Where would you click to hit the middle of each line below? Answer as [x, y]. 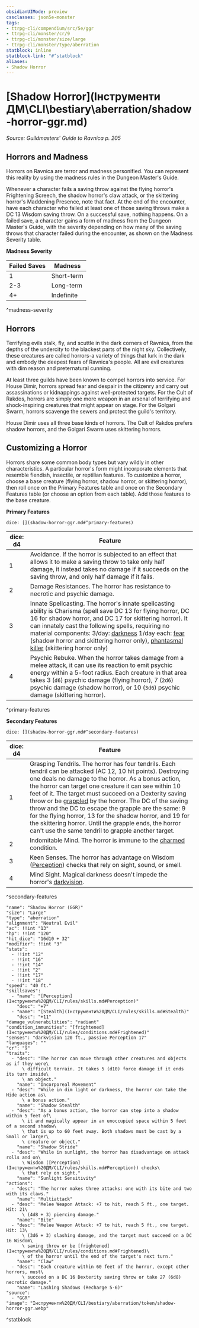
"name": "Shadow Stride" [47, 1147]
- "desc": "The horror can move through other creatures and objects [99, 1058]
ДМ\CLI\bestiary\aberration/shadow [99, 109]
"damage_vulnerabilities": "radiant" [53, 1022]
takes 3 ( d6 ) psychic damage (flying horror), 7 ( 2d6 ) [102, 680]
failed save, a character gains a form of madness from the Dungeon [89, 221]
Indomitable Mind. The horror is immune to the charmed [107, 840]
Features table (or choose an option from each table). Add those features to [98, 494]
